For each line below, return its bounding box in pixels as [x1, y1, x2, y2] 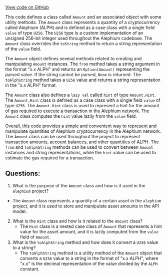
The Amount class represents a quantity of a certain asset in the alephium [12, 197, 161, 203]
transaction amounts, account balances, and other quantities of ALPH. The [5, 139, 159, 145]
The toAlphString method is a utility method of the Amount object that [19, 250, 162, 256]
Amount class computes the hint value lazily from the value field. [5, 113, 137, 119]
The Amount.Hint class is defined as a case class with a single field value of [5, 97, 161, 103]
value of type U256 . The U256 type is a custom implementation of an [5, 30, 143, 36]
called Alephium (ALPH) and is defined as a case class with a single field [5, 25, 155, 31]
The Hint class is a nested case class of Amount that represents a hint [19, 223, 162, 229]
